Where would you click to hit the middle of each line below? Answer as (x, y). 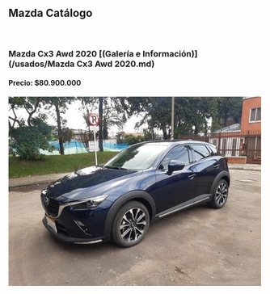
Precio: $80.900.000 (45, 83)
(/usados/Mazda (42, 64)
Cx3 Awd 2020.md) (116, 64)
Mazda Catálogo (51, 13)
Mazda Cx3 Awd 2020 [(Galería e (75, 53)
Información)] (170, 53)
